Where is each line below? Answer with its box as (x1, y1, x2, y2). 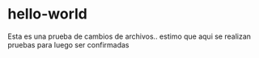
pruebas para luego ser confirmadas (7, 39, 130, 49)
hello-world (7, 5, 88, 23)
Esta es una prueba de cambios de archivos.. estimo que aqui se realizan (7, 31, 252, 41)
